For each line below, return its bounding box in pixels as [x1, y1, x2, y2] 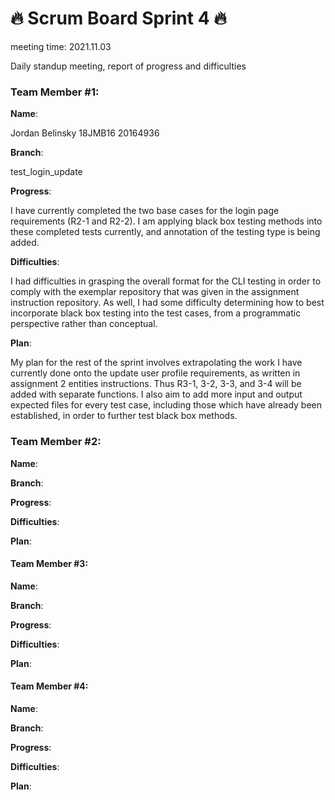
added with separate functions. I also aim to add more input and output [10, 388, 303, 401]
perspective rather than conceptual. [10, 318, 158, 330]
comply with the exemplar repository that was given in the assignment [10, 286, 300, 298]
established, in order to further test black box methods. [10, 410, 238, 422]
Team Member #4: [10, 680, 89, 692]
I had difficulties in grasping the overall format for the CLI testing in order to [10, 275, 322, 287]
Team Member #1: [10, 85, 100, 99]
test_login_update [10, 166, 83, 178]
